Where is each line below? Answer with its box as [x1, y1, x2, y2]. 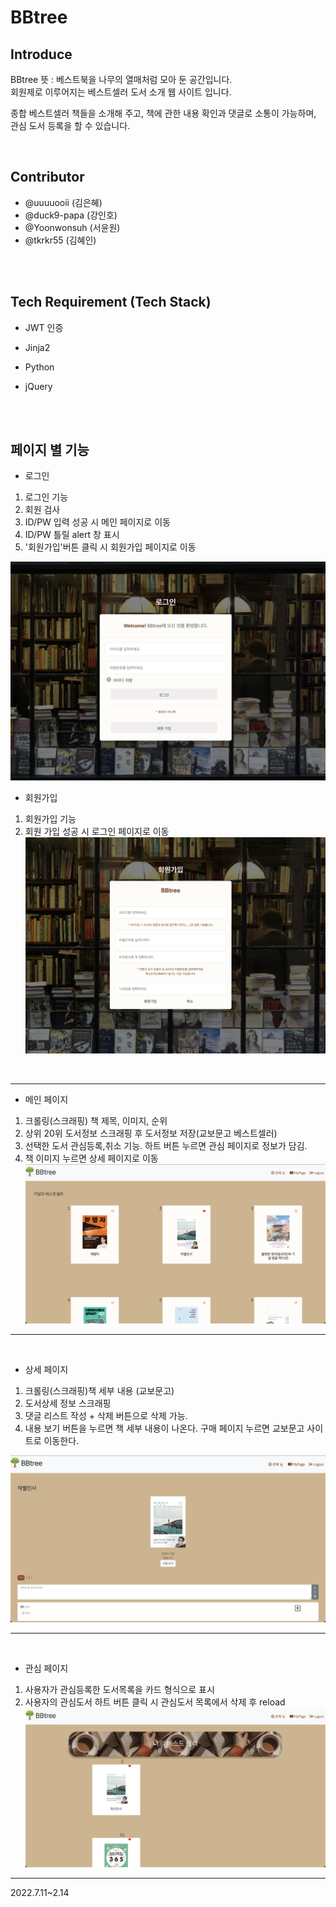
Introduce [10, 46, 73, 63]
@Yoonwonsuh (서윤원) [24, 221, 121, 233]
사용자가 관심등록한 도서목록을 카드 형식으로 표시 [24, 1684, 215, 1696]
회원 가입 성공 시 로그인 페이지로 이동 [24, 825, 170, 837]
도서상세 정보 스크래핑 [24, 1397, 112, 1409]
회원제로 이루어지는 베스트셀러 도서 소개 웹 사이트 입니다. [10, 86, 232, 98]
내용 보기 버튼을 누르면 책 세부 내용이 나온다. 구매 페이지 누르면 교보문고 [24, 1422, 305, 1434]
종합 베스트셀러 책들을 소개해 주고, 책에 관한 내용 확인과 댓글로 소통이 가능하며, [10, 107, 317, 119]
